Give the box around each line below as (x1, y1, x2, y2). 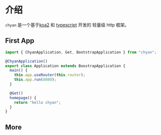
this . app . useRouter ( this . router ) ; (14, 72, 85, 77)
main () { (9, 68, 28, 73)
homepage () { (9, 95, 37, 100)
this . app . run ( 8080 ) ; (14, 77, 57, 82)
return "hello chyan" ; (14, 100, 61, 105)
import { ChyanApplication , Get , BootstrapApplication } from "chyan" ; (5, 50, 157, 55)
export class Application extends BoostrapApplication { (5, 63, 126, 68)
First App (5, 37, 35, 45)
